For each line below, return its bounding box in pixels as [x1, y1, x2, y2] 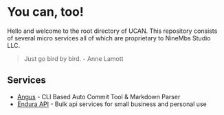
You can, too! [7, 4, 84, 20]
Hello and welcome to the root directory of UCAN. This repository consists [7, 27, 218, 35]
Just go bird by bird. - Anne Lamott [23, 54, 124, 62]
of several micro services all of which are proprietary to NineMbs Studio [7, 34, 211, 42]
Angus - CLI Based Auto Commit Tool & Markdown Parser [16, 92, 181, 101]
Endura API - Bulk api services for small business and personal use [16, 100, 208, 108]
